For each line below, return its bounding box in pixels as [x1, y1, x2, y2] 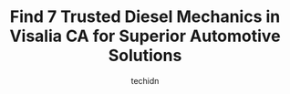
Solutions [108, 46, 182, 66]
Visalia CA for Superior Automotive [9, 26, 281, 47]
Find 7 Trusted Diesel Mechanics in [9, 6, 281, 27]
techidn [130, 75, 160, 86]
